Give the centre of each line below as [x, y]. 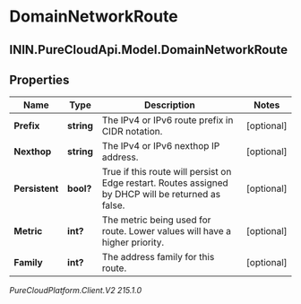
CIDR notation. [132, 132]
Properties [39, 79]
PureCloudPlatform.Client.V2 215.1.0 [76, 291]
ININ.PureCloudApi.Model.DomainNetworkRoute [149, 50]
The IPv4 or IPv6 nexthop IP [161, 146]
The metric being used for [156, 220]
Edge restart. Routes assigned [165, 183]
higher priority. [133, 242]
